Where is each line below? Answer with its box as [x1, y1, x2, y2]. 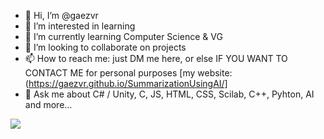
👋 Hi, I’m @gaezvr [24, 10, 99, 21]
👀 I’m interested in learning [24, 20, 136, 32]
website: [197, 67, 233, 79]
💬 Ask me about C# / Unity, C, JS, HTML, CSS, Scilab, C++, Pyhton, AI [24, 88, 315, 100]
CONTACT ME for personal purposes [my [24, 67, 196, 79]
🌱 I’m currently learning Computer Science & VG [24, 31, 223, 42]
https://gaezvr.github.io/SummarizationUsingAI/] [28, 78, 228, 89]
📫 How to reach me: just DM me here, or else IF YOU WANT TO [24, 53, 288, 64]
